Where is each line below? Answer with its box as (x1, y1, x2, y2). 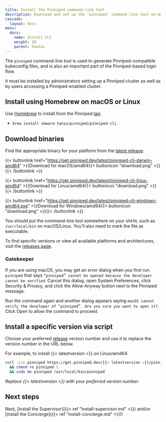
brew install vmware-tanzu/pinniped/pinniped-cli (12, 121, 117, 126)
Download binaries (5, 134, 64, 143)
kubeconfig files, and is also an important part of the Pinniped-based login (5, 63, 157, 69)
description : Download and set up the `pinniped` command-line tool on (5, 12, 156, 17)
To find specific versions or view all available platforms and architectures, (5, 238, 155, 244)
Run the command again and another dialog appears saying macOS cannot (5, 298, 155, 303)
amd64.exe (5, 203, 28, 209)
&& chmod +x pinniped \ (9, 365, 58, 370)
